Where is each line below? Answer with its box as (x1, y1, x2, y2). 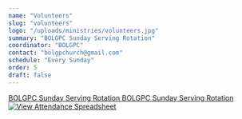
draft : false (8, 71, 52, 79)
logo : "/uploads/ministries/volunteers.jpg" (8, 26, 159, 34)
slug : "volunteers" (8, 19, 73, 27)
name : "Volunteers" (8, 11, 73, 20)
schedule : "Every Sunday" (8, 57, 94, 65)
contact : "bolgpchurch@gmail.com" (8, 49, 124, 57)
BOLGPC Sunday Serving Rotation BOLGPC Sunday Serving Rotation (8, 93, 234, 102)
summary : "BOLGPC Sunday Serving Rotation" (8, 34, 156, 42)
